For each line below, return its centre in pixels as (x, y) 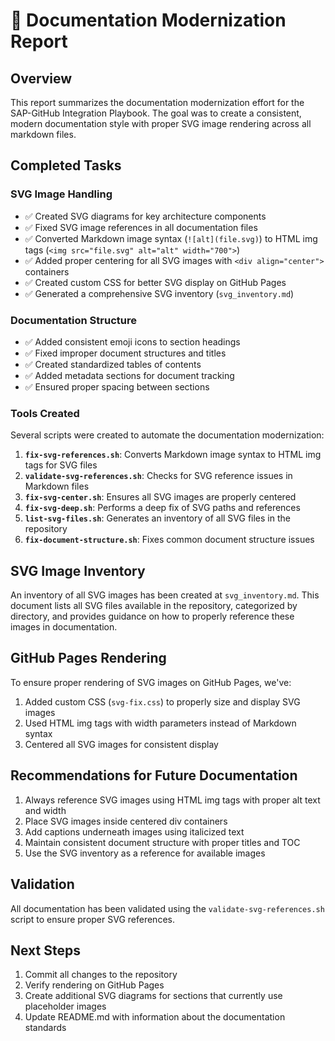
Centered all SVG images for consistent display (121, 744)
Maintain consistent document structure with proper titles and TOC (162, 842)
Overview (41, 78)
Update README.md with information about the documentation (155, 1017)
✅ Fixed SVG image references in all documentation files (141, 227)
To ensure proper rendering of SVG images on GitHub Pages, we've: (151, 682)
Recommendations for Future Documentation (154, 775)
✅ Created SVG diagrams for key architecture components (145, 216)
